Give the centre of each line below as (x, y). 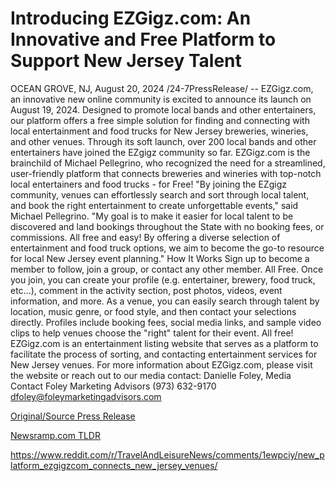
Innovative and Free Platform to (143, 39)
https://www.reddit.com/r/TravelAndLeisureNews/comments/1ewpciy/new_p (167, 454)
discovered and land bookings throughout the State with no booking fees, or (167, 226)
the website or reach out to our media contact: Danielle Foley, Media (151, 375)
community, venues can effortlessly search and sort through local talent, (160, 194)
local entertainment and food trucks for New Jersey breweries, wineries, (159, 131)
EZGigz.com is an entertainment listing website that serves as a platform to (164, 343)
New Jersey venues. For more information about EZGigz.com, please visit (161, 364)
